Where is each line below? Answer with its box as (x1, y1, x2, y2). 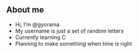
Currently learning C (15, 33, 66, 41)
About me (6, 5, 44, 15)
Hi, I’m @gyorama (15, 20, 60, 28)
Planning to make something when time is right (15, 40, 132, 47)
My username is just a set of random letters (15, 27, 124, 34)
